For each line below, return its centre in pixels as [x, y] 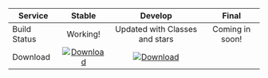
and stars [156, 39]
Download [31, 57]
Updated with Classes [156, 29]
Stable [83, 16]
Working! [84, 34]
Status [24, 39]
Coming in [232, 29]
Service [33, 16]
